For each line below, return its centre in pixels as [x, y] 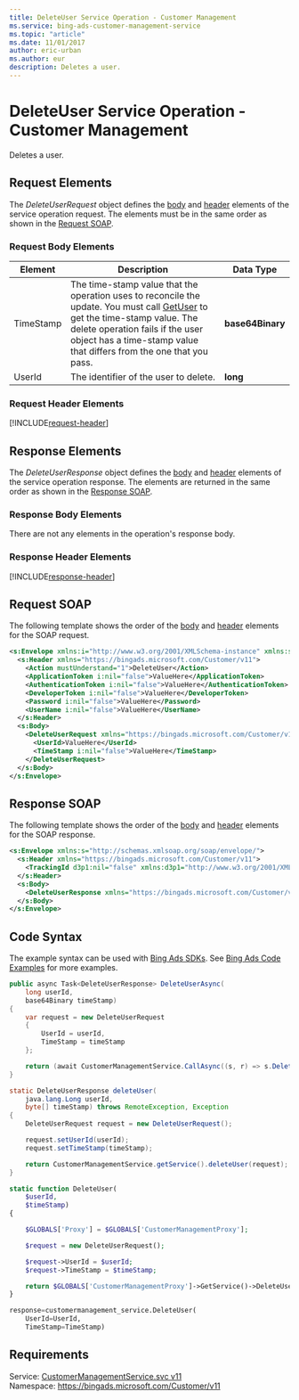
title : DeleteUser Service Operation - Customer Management [123, 17]
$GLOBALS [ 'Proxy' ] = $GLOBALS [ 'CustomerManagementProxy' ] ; [137, 1230]
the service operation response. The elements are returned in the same [140, 482]
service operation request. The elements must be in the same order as [138, 214]
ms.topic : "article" [48, 34]
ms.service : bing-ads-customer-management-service [105, 26]
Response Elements [65, 451]
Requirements [49, 1355]
